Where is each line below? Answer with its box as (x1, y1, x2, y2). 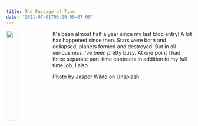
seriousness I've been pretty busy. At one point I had (52, 49, 181, 56)
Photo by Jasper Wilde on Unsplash (52, 73, 140, 80)
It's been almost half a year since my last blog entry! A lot (52, 30, 192, 37)
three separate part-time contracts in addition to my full (52, 55, 187, 62)
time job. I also (52, 61, 88, 68)
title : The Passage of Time (6, 8, 75, 15)
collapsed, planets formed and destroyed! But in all (52, 42, 176, 50)
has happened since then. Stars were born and (52, 37, 167, 44)
